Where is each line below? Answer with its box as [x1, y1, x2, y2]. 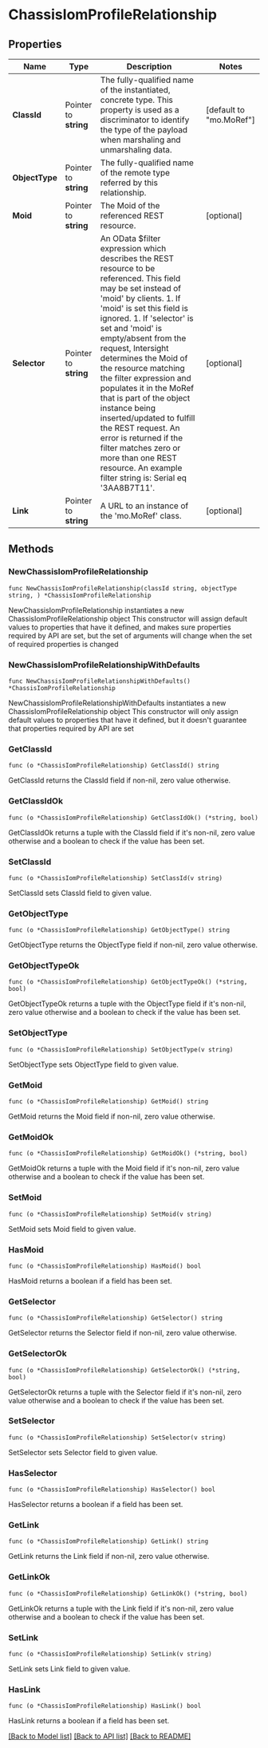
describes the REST [100, 253, 174, 264]
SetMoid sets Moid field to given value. [8, 1224, 136, 1233]
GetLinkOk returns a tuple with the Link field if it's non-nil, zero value [8, 1604, 235, 1613]
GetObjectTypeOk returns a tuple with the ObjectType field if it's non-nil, [8, 999, 246, 1008]
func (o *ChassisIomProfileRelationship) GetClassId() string [8, 762, 219, 770]
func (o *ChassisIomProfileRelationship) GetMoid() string [8, 1098, 209, 1106]
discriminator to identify [100, 114, 190, 125]
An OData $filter [100, 233, 161, 244]
